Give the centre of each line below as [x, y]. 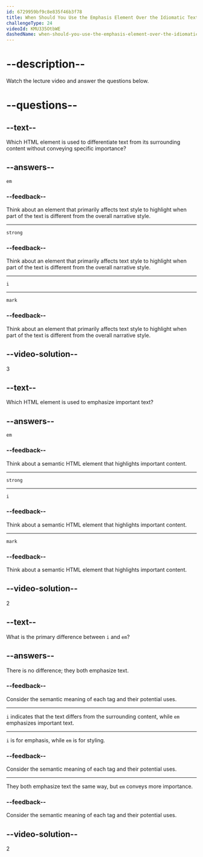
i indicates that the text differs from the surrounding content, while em [93, 716]
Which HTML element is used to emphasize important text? [80, 402]
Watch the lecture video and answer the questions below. [78, 81]
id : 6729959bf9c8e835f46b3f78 [44, 12]
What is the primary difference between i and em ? [68, 637]
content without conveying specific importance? [66, 149]
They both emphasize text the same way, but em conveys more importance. [100, 786]
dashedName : [21, 34]
